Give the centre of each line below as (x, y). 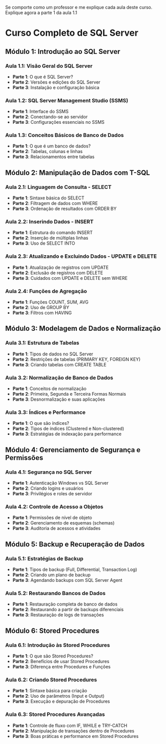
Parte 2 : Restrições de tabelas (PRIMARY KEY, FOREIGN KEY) (76, 359)
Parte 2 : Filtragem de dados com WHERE (55, 203)
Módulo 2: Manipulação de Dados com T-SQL (77, 172)
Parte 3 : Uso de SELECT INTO (44, 243)
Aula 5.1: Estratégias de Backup (45, 558)
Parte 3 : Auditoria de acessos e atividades (56, 529)
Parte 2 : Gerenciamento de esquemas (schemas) (63, 523)
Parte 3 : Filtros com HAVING (42, 313)
